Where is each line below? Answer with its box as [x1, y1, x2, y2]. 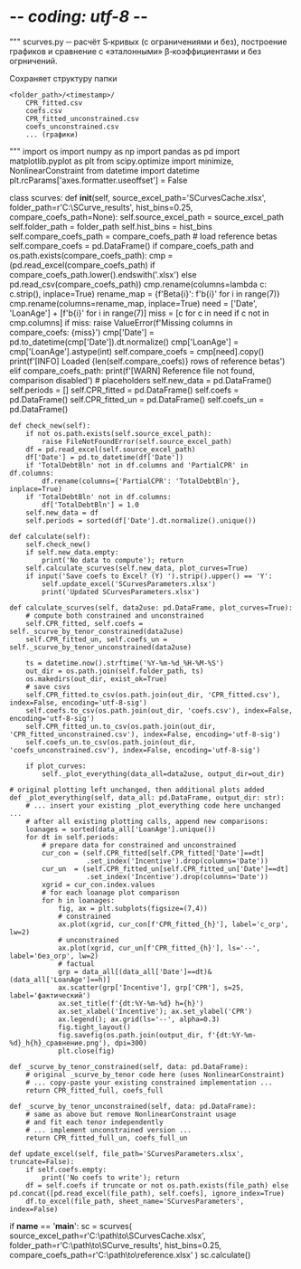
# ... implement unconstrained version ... [25, 1125, 193, 1134]
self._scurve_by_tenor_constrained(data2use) [9, 627, 183, 636]
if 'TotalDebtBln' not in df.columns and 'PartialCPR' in [25, 460, 249, 469]
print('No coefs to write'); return [42, 1173, 180, 1182]
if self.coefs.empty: [25, 1165, 107, 1174]
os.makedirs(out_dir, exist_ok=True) [25, 674, 168, 684]
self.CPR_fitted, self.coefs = [25, 619, 144, 628]
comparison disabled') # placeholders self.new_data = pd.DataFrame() [9, 374, 273, 385]
